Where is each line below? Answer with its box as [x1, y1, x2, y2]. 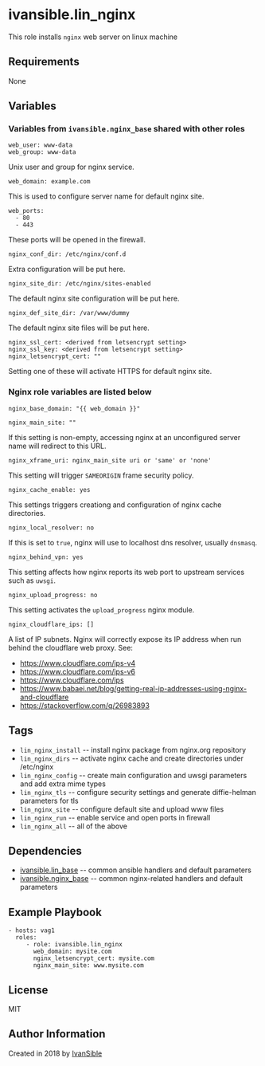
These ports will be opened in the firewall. [8, 235, 146, 245]
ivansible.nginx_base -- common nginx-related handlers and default [19, 874, 244, 883]
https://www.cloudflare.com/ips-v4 [19, 658, 136, 667]
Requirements [8, 55, 80, 69]
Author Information [8, 1027, 106, 1041]
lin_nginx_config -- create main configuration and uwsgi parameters [19, 770, 247, 780]
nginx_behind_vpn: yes [8, 553, 84, 561]
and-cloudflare [19, 692, 69, 702]
